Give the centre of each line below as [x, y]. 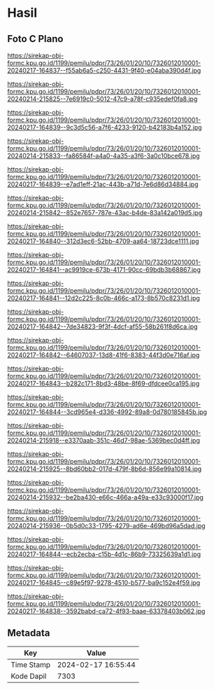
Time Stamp [31, 665]
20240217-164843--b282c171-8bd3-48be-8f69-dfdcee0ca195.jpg [104, 384]
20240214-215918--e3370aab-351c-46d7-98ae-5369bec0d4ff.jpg [104, 440]
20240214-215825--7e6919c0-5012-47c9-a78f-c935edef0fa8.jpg [102, 99]
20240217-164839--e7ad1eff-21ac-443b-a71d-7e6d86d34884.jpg [103, 184]
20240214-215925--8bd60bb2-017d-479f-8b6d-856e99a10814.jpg [105, 469]
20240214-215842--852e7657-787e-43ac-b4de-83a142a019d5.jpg [105, 213]
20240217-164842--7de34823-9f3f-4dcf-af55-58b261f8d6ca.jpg [102, 326]
